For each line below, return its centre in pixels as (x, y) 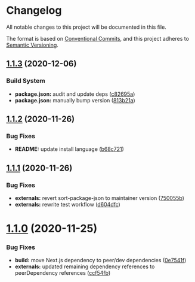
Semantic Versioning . (32, 45)
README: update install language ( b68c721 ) (69, 149)
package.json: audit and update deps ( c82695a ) (75, 94)
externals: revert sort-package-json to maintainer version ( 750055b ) (100, 198)
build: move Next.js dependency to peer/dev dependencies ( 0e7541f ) (100, 260)
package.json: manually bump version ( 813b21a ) (75, 100)
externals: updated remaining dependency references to (85, 266)
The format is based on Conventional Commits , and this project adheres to (98, 38)
